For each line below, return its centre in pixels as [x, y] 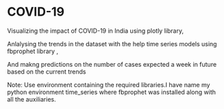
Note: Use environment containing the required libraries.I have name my [109, 84]
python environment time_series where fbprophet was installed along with [111, 92]
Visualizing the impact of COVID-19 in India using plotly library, [95, 31]
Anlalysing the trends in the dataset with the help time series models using [112, 44]
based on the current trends [47, 72]
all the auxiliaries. [32, 99]
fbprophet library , [33, 51]
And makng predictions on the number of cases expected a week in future [112, 64]
